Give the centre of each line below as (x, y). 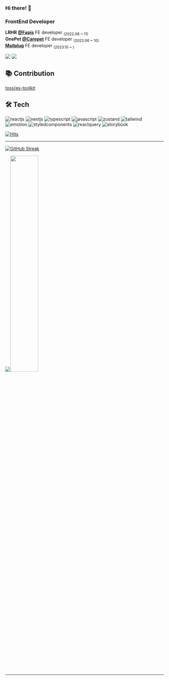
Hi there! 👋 (18, 8)
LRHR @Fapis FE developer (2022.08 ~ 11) (47, 33)
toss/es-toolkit (20, 88)
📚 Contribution (30, 73)
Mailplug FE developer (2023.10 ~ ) (40, 46)
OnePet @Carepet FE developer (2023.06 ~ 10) (52, 40)
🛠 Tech (17, 104)
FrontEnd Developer (30, 21)
